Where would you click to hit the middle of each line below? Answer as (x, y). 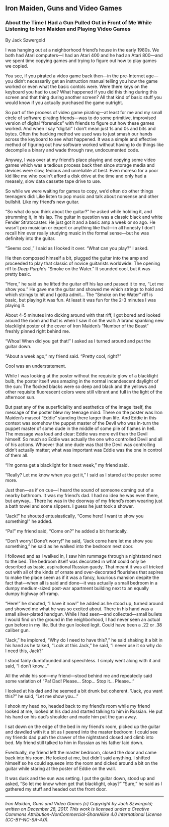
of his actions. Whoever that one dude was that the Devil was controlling (80, 445)
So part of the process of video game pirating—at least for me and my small (84, 112)
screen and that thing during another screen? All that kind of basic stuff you (83, 97)
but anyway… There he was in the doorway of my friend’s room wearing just (84, 501)
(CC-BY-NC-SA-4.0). (27, 819)
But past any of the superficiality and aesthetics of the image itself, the (78, 407)
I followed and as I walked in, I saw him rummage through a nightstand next (83, 556)
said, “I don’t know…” (27, 666)
